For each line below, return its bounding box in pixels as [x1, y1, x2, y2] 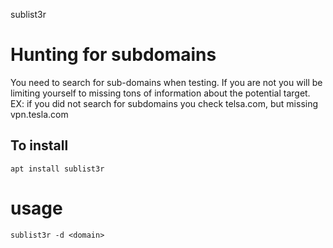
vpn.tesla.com [10, 108, 69, 120]
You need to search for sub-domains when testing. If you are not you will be [10, 76, 323, 88]
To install [10, 137, 69, 154]
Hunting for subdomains [10, 44, 217, 66]
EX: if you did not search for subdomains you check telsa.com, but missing [10, 97, 319, 109]
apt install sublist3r [10, 164, 105, 174]
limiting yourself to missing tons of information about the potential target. [10, 87, 311, 99]
